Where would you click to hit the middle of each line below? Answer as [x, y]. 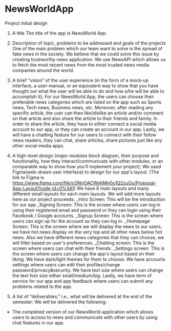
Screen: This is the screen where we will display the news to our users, [87, 226]
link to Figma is [28, 177]
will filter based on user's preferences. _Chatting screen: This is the [83, 243]
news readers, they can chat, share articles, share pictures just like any [87, 140]
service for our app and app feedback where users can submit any [82, 281]
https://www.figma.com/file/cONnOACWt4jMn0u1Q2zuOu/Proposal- [84, 183]
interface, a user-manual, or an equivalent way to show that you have [85, 86]
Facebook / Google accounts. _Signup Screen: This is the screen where [88, 216]
